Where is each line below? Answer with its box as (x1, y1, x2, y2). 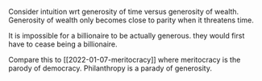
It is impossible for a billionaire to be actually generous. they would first (8, 31, 245, 40)
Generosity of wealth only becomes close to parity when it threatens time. (8, 15, 254, 25)
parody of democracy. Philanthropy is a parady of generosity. (8, 63, 212, 73)
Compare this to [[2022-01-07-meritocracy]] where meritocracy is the (8, 55, 241, 64)
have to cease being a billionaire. (8, 39, 119, 49)
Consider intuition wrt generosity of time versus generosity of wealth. (8, 7, 239, 16)
